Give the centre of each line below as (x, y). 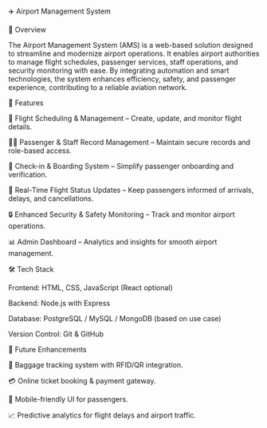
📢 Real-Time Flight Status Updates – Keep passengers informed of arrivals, (131, 190)
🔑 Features (26, 103)
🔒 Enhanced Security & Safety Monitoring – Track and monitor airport (122, 214)
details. (20, 127)
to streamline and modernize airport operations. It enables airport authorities (134, 53)
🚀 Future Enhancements (47, 349)
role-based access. (40, 151)
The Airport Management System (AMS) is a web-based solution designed (131, 45)
